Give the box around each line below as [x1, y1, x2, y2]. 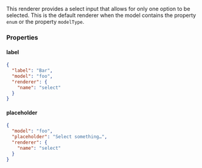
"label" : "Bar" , [12, 68, 53, 74]
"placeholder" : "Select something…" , [12, 134, 108, 140]
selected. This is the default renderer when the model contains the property [6, 12, 197, 19]
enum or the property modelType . [6, 18, 85, 25]
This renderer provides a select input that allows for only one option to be [6, 5, 190, 12]
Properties [6, 33, 38, 41]
